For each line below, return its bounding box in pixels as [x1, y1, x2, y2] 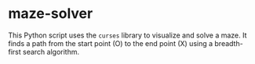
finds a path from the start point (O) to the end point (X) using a [8, 38, 213, 48]
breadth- [214, 38, 243, 48]
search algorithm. [22, 47, 80, 56]
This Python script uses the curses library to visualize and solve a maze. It [8, 30, 247, 40]
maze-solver [8, 5, 93, 23]
